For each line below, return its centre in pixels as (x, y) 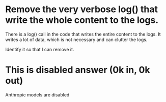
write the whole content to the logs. (82, 20)
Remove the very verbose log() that (81, 9)
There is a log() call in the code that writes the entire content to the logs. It (83, 34)
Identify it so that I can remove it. (40, 49)
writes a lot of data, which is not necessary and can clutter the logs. (76, 40)
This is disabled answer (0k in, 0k (78, 70)
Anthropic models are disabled (37, 94)
